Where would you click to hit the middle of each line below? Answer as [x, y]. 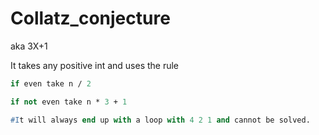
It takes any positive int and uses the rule [95, 65]
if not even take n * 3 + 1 [69, 102]
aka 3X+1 [29, 46]
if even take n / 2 [51, 83]
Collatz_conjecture [90, 18]
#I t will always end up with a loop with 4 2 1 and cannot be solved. [160, 120]
